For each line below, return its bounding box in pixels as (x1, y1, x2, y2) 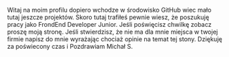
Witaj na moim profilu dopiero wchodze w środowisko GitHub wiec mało (7, 6, 212, 14)
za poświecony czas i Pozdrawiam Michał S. (7, 43, 133, 50)
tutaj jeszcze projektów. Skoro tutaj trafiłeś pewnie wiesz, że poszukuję (7, 13, 210, 21)
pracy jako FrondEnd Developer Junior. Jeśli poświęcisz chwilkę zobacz (7, 21, 212, 28)
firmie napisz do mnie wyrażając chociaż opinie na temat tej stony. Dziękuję (7, 35, 223, 43)
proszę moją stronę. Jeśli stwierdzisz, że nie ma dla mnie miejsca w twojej (7, 27, 219, 36)
